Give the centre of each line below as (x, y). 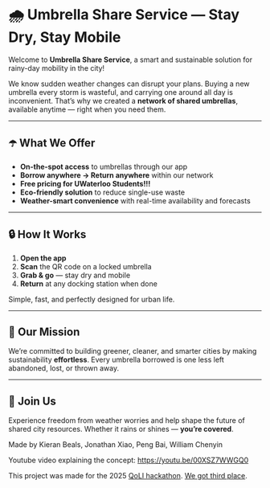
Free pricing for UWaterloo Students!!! (85, 183)
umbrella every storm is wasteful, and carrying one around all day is (121, 92)
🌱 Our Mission (44, 332)
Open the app (43, 258)
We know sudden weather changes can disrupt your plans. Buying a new (129, 84)
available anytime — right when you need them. (87, 109)
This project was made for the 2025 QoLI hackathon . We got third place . (128, 476)
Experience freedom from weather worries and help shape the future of (127, 420)
